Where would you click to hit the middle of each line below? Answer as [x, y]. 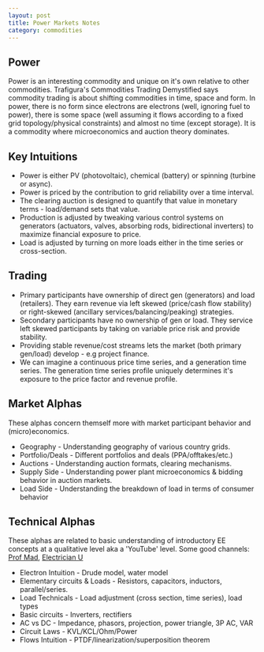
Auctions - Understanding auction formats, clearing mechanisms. [126, 463]
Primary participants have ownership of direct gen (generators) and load [137, 295]
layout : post [30, 15]
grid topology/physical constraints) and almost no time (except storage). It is [132, 123]
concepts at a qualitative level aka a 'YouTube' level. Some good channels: [129, 549]
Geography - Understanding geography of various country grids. [125, 447]
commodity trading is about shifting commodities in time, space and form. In [132, 98]
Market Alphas [45, 404]
